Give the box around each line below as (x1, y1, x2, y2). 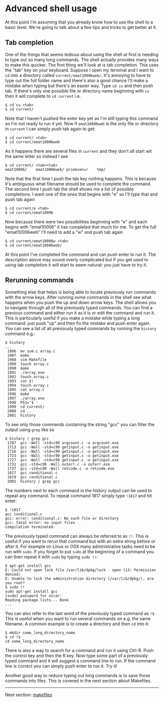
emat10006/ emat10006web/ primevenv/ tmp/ (5, 167, 106, 172)
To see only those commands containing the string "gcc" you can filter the (5, 421, 155, 427)
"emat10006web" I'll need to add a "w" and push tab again (5, 229, 123, 235)
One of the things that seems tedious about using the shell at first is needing (5, 51, 159, 57)
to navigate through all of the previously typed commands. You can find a (5, 304, 153, 311)
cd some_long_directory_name (5, 639, 64, 644)
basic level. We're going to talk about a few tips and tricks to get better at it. (5, 24, 157, 30)
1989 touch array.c (7, 362, 49, 366)
